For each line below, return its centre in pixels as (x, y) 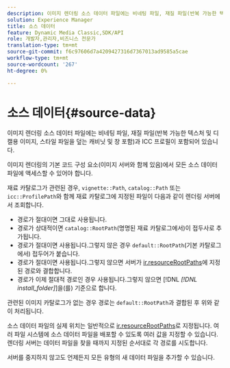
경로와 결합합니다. (48, 271)
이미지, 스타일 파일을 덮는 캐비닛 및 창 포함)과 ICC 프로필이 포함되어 (110, 142)
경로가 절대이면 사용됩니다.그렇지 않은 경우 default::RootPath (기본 (107, 245)
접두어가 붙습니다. (56, 254)
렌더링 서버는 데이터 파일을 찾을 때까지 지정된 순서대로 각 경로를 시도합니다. (107, 343)
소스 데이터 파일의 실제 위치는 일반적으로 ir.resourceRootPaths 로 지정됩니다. (110, 326)
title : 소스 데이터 (31, 26)
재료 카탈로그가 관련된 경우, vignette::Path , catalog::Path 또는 (94, 188)
